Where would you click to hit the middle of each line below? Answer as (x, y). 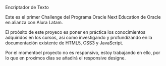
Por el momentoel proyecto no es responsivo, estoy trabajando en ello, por (83, 53)
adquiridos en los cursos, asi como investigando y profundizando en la (79, 38)
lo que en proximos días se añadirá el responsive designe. (66, 58)
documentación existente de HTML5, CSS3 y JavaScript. (64, 43)
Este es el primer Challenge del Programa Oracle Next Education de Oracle (83, 17)
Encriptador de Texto (27, 7)
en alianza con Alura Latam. (34, 22)
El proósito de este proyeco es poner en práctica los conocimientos (75, 32)
